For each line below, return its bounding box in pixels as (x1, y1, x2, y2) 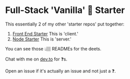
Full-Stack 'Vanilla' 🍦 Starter (5, 4, 125, 16)
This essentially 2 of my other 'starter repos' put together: (5, 21, 124, 27)
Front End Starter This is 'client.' (12, 30, 78, 36)
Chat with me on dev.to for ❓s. (5, 56, 67, 62)
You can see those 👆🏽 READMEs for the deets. (5, 45, 101, 51)
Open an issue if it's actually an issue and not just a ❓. (5, 67, 116, 74)
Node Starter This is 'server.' (12, 36, 71, 42)
